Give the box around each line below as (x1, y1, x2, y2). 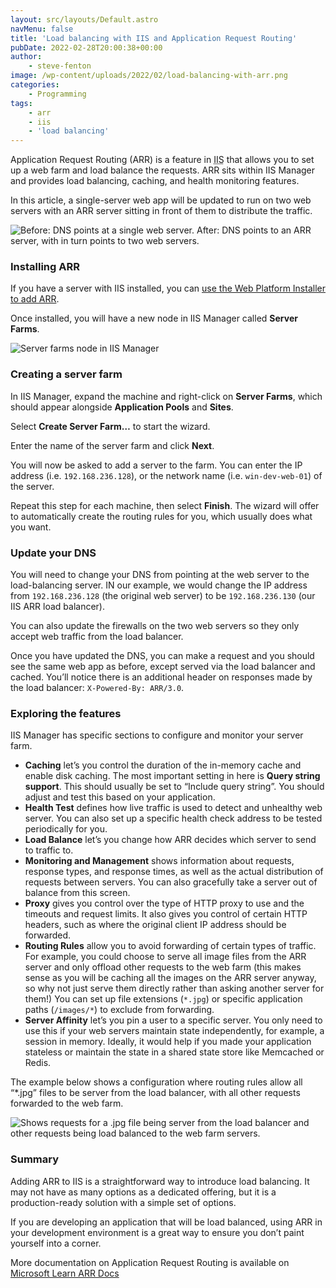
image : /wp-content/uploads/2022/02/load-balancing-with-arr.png (10, 71, 288, 81)
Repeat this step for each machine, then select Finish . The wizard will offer (10, 499, 320, 511)
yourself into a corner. (10, 1237, 102, 1249)
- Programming (28, 89, 87, 99)
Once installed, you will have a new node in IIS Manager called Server (10, 312, 298, 325)
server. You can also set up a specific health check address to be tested (24, 812, 323, 825)
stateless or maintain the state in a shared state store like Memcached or (24, 1046, 325, 1058)
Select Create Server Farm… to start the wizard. (10, 420, 211, 432)
